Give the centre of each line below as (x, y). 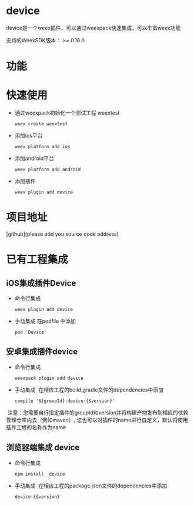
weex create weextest (41, 124)
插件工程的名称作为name (36, 427)
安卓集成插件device (42, 352)
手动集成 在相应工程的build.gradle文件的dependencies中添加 (89, 390)
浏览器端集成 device (43, 448)
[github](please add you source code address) (62, 234)
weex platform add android (48, 170)
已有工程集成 (37, 260)
